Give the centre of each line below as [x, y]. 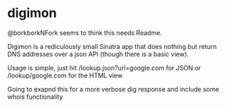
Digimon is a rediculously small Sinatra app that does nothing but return [112, 46]
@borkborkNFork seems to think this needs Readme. [85, 33]
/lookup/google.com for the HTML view [65, 75]
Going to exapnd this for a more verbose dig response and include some [113, 89]
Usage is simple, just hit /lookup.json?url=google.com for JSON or [104, 67]
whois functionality [35, 97]
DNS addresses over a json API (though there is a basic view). [98, 54]
